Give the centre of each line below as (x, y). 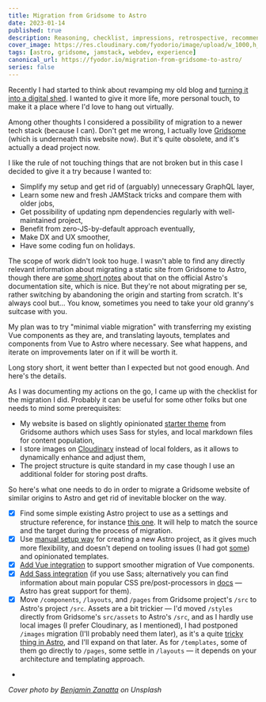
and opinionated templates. (64, 556)
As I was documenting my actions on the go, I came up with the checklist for (133, 391)
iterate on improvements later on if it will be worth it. (93, 352)
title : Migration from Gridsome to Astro (78, 15)
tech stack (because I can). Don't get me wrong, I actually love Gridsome (127, 130)
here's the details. (38, 376)
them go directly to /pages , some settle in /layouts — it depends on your (138, 650)
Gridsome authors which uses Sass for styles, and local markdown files (136, 432)
